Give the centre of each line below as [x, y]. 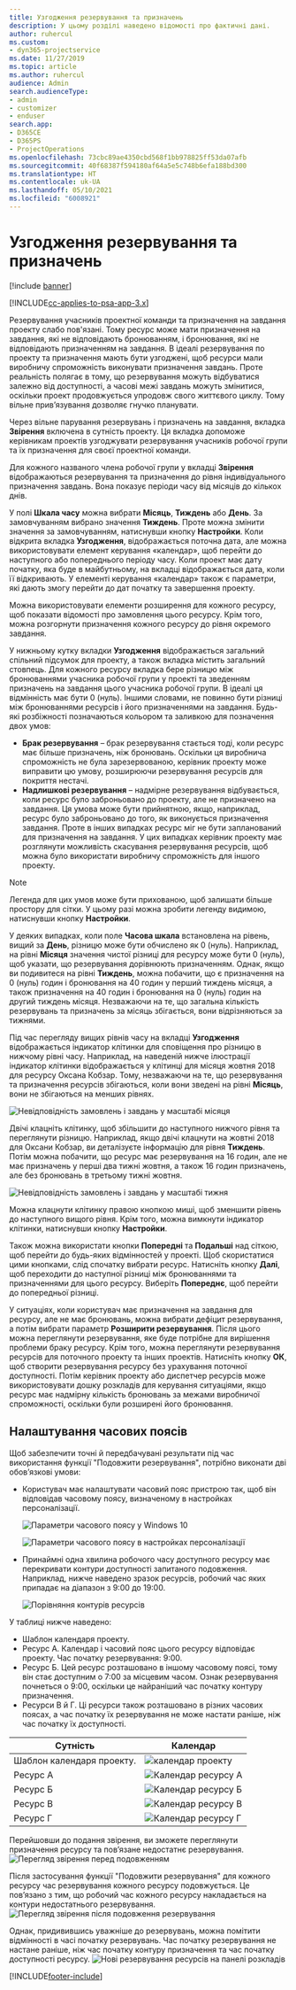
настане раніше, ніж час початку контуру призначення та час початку [142, 1949]
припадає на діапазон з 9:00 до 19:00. [94, 1587]
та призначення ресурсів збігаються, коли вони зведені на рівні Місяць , [146, 1084]
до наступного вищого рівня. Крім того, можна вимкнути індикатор [137, 1219]
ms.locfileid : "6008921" [55, 199]
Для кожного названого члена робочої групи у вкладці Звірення [132, 467]
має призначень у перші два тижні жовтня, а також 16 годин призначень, [148, 1165]
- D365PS [25, 141]
